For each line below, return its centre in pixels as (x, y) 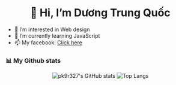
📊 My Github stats (33, 60)
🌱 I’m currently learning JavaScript (57, 35)
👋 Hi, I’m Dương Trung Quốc (100, 13)
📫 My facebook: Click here (48, 42)
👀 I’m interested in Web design (52, 29)
